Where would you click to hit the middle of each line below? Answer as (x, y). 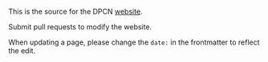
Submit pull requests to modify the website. (80, 27)
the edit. (22, 50)
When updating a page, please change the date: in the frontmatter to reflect (134, 42)
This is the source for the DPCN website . (75, 12)
